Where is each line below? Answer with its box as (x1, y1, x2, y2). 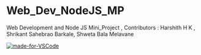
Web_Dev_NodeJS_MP (6, 4, 124, 18)
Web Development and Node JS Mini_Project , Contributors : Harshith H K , (6, 24, 195, 31)
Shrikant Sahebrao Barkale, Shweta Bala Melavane (6, 30, 134, 37)
